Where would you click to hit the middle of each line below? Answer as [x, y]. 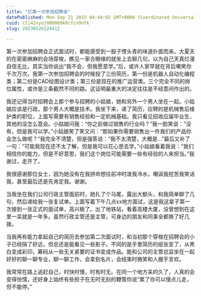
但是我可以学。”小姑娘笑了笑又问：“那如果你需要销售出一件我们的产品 [101, 132]
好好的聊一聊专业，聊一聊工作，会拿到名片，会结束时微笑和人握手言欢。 [95, 259]
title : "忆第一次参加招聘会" [38, 12]
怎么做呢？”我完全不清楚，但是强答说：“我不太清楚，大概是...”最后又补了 [100, 139]
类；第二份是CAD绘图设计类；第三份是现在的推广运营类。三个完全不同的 [96, 81]
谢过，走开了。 [25, 161]
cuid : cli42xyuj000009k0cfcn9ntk [48, 23]
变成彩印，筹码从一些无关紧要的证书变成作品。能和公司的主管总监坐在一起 [103, 252]
